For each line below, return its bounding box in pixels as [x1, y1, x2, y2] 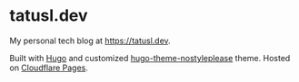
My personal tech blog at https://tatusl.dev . [9, 35, 171, 46]
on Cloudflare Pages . [9, 62, 89, 73]
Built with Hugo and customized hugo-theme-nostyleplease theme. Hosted [9, 52, 291, 63]
